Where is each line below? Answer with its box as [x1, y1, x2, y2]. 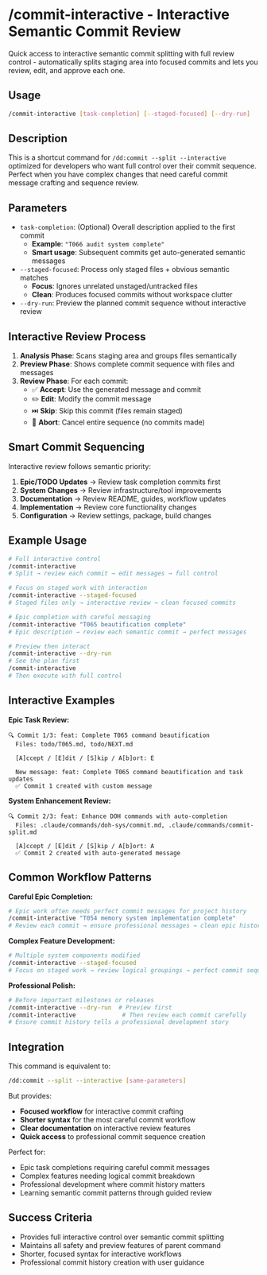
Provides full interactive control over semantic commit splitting [19, 1232, 225, 1242]
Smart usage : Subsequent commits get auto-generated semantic [31, 248, 246, 258]
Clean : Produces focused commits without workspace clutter [31, 290, 233, 300]
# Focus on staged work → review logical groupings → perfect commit [8, 966, 244, 975]
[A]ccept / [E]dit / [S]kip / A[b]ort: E [15, 754, 155, 762]
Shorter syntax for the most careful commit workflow [19, 1115, 196, 1124]
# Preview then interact [8, 642, 91, 650]
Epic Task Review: [8, 715, 70, 724]
